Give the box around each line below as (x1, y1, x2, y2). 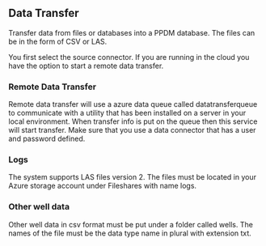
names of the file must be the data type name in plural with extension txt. (8, 228, 252, 238)
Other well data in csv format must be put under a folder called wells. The (8, 219, 253, 229)
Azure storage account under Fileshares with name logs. (8, 181, 196, 191)
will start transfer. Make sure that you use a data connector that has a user (8, 125, 256, 135)
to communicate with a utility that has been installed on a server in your (8, 108, 247, 118)
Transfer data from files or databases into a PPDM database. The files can (8, 28, 255, 37)
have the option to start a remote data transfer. (8, 61, 164, 70)
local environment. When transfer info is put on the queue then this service (8, 117, 258, 126)
